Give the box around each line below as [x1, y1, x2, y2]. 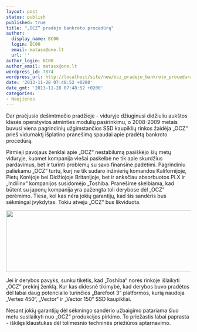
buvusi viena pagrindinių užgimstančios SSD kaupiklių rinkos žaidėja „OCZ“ [6, 125, 188, 132]
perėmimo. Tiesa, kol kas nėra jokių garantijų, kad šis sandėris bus [6, 192, 167, 199]
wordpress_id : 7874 [6, 69, 54, 75]
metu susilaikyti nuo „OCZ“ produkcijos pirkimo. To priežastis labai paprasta [6, 313, 189, 320]
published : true [6, 19, 46, 25]
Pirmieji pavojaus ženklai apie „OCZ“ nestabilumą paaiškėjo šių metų [6, 148, 171, 156]
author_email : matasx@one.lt [6, 63, 77, 69]
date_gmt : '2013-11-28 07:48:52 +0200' [6, 85, 104, 91]
